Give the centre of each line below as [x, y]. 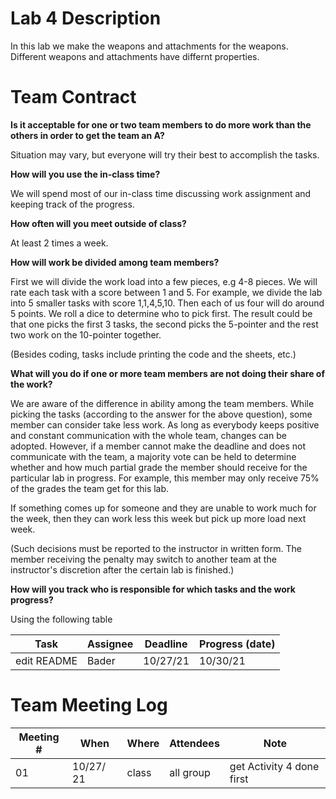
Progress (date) [237, 644]
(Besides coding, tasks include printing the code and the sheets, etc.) [153, 354]
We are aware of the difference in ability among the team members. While [162, 403]
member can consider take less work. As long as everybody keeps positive [165, 424]
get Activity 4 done [274, 766]
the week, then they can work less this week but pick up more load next [158, 518]
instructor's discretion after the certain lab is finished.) [122, 569]
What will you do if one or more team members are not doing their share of [168, 373]
